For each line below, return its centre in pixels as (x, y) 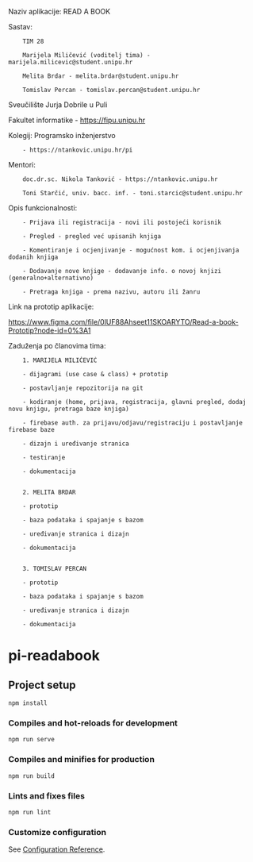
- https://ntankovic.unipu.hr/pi (78, 150)
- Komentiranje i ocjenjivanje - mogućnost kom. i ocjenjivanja (131, 250)
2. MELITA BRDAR (50, 492)
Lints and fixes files (47, 795)
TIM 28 (33, 41)
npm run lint (30, 812)
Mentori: (22, 165)
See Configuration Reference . (57, 849)
